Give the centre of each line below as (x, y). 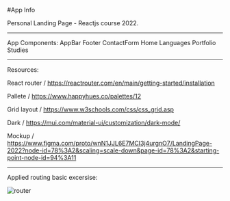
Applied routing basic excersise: (52, 177)
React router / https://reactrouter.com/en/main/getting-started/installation (111, 83)
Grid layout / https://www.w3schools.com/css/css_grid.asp (91, 109)
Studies (18, 50)
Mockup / (21, 136)
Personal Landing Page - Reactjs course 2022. (73, 23)
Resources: (23, 70)
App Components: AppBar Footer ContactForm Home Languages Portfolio (112, 43)
